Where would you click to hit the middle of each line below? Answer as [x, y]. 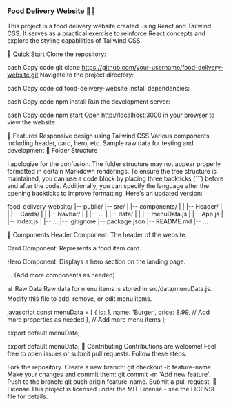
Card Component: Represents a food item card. [74, 248]
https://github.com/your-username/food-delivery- [153, 68]
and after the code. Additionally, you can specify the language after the [108, 186]
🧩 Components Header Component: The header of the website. [97, 235]
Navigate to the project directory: [87, 75]
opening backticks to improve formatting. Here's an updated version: [105, 194]
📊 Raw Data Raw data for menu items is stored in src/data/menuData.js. [110, 289]
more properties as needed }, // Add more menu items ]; [87, 320]
